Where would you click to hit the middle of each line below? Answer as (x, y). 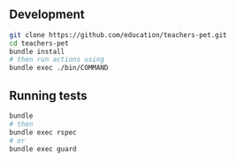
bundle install (37, 51)
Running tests (49, 95)
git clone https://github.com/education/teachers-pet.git (118, 35)
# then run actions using (57, 60)
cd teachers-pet (39, 43)
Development (47, 15)
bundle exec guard (43, 149)
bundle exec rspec (43, 132)
